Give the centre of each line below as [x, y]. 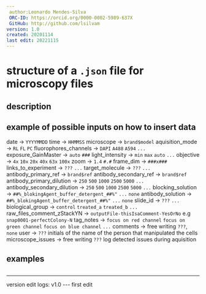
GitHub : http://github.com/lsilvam [54, 23]
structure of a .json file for [75, 71]
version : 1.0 [23, 29]
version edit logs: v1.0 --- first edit [50, 285]
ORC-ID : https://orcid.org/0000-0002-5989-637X [71, 18]
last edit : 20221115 [33, 40]
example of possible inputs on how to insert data [101, 127]
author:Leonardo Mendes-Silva [48, 12]
